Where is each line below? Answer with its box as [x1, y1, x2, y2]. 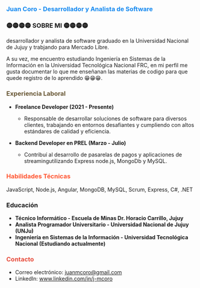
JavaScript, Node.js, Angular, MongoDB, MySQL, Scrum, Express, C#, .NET [6, 186, 193, 193]
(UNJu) [14, 227, 34, 234]
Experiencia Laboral [6, 90, 66, 98]
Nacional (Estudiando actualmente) [14, 240, 106, 248]
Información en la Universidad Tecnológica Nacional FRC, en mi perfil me [6, 62, 188, 69]
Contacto [6, 255, 34, 263]
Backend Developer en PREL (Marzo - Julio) [14, 139, 127, 146]
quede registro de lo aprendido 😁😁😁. [6, 75, 103, 82]
